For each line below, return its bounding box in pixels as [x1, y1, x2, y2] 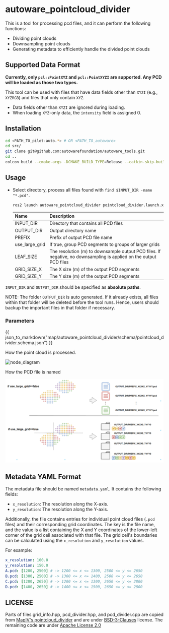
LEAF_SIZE [15, 254, 37, 260]
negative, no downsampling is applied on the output [49, 254, 157, 260]
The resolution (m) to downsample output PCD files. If [49, 248, 161, 255]
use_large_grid [15, 241, 45, 247]
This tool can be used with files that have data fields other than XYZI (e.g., [5, 89, 158, 95]
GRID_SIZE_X [15, 266, 42, 272]
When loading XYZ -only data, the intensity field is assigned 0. [12, 109, 142, 115]
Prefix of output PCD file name [49, 234, 113, 240]
